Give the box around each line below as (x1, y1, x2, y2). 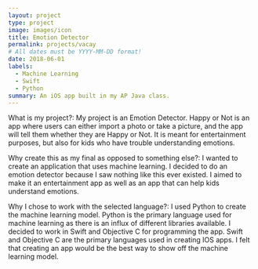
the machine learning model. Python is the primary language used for (8, 210, 233, 220)
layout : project (8, 11, 61, 20)
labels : (8, 63, 34, 71)
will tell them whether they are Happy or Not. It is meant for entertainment (8, 130, 246, 140)
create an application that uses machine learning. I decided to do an (8, 162, 228, 171)
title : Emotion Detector (8, 33, 89, 42)
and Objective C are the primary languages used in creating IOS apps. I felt (8, 235, 250, 245)
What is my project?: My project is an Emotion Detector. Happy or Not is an (8, 113, 250, 122)
